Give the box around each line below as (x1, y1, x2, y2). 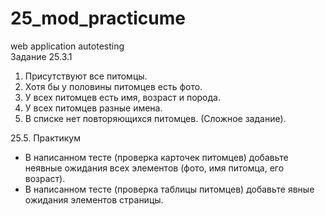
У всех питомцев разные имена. (24, 102, 163, 114)
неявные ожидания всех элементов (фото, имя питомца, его (24, 162, 285, 174)
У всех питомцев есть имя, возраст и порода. (24, 91, 221, 103)
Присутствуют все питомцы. (24, 70, 148, 82)
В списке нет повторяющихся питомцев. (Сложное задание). (24, 112, 287, 124)
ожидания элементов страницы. (24, 193, 164, 206)
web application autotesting (10, 40, 125, 52)
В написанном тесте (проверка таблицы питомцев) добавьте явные (24, 183, 315, 195)
